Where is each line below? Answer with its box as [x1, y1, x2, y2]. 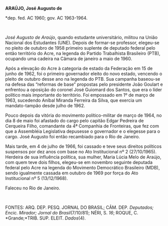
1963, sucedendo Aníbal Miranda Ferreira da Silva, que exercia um [5, 97, 142, 103]
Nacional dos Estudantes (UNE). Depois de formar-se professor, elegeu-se [5, 40, 159, 46]
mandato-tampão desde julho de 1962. [5, 103, 85, 108]
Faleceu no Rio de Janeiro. [5, 185, 60, 191]
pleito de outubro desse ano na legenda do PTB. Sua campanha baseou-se [5, 76, 160, 82]
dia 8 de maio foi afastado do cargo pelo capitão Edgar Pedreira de [5, 118, 144, 123]
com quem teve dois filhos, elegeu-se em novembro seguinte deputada [5, 159, 153, 165]
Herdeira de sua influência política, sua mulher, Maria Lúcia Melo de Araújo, [5, 154, 161, 160]
